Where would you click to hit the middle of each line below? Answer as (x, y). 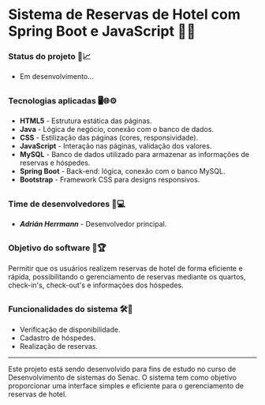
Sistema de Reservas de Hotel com (124, 15)
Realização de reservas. (59, 346)
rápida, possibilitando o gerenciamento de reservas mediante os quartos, (127, 276)
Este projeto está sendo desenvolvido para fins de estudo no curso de (122, 369)
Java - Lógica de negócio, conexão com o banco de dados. (117, 129)
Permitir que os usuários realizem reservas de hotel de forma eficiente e (125, 268)
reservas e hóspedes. (55, 163)
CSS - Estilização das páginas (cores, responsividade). (109, 138)
